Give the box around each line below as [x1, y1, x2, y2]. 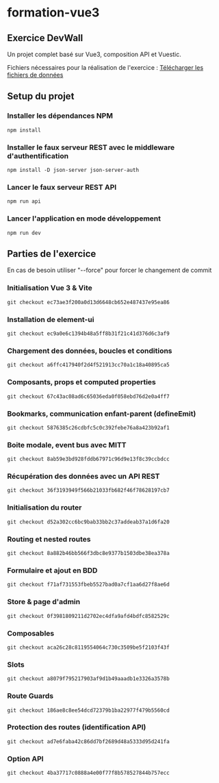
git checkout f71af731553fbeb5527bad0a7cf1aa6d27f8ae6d [7, 581, 170, 588]
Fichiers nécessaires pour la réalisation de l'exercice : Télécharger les [7, 64, 204, 71]
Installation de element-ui [7, 314, 94, 324]
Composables [7, 628, 55, 638]
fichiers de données [7, 71, 64, 79]
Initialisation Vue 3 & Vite [7, 283, 92, 293]
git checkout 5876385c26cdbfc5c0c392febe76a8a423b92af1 [7, 424, 170, 431]
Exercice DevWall [7, 32, 83, 44]
